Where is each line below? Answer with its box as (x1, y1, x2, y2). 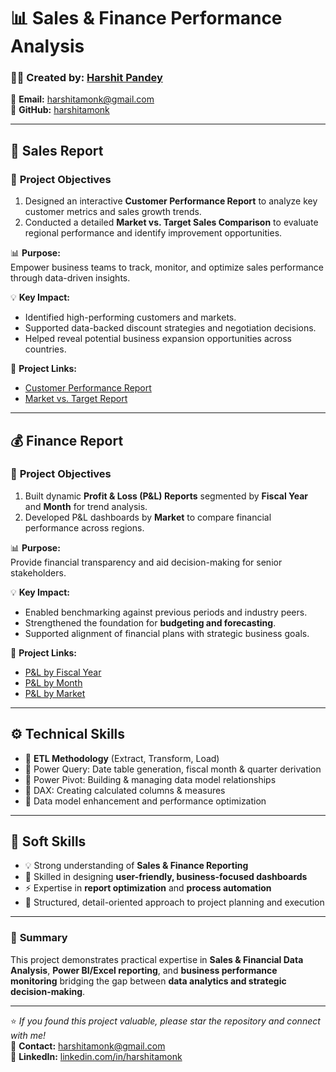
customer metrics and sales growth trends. (24, 206, 202, 218)
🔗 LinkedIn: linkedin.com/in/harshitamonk (10, 1050, 183, 1062)
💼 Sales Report (10, 142, 104, 159)
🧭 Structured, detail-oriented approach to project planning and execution (24, 896, 325, 909)
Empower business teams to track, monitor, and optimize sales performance (10, 261, 325, 274)
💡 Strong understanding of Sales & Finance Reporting (24, 860, 249, 872)
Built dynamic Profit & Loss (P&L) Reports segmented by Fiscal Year (24, 490, 309, 502)
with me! (10, 1029, 47, 1041)
